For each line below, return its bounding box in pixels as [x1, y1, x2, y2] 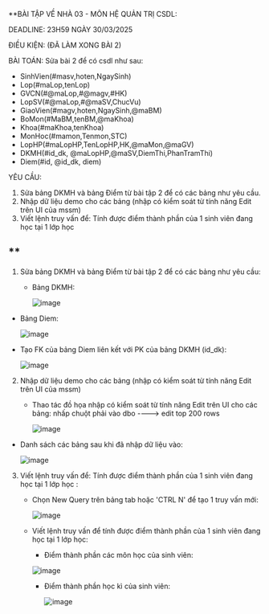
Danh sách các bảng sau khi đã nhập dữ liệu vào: [19, 440, 183, 449]
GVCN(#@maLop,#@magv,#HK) [19, 88, 128, 98]
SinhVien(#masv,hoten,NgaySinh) [19, 72, 132, 81]
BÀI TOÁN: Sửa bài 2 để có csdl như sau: [8, 56, 144, 65]
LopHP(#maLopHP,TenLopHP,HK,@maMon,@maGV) [19, 140, 194, 149]
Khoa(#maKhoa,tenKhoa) [19, 123, 104, 132]
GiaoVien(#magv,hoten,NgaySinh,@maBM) [19, 106, 162, 115]
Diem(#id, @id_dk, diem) [19, 157, 102, 166]
